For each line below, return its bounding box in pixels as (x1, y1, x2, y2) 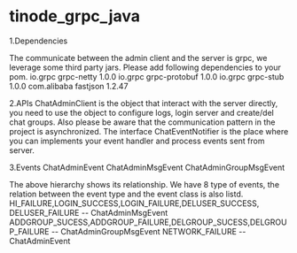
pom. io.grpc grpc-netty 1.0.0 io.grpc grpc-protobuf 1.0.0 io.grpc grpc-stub (9, 71, 285, 81)
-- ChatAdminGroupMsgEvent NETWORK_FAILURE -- (51, 226, 246, 236)
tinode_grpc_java (9, 6, 140, 27)
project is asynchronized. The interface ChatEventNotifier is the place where (9, 126, 289, 136)
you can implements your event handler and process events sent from (9, 135, 265, 146)
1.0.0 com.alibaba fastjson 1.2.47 (9, 80, 129, 91)
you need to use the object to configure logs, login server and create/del (9, 107, 275, 118)
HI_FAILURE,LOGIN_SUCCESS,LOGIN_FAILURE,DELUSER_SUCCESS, (9, 197, 260, 209)
